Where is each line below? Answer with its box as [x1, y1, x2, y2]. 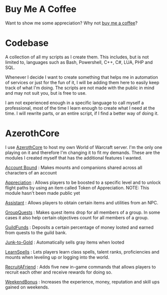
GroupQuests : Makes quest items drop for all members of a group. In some [5, 209, 161, 215]
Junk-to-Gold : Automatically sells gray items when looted [5, 239, 125, 245]
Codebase [5, 37, 49, 49]
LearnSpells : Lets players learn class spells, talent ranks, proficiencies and [5, 249, 160, 255]
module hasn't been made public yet [5, 190, 80, 196]
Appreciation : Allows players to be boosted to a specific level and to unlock [5, 179, 161, 185]
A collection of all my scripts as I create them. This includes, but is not [5, 54, 149, 60]
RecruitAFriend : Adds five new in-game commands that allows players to [5, 264, 156, 270]
